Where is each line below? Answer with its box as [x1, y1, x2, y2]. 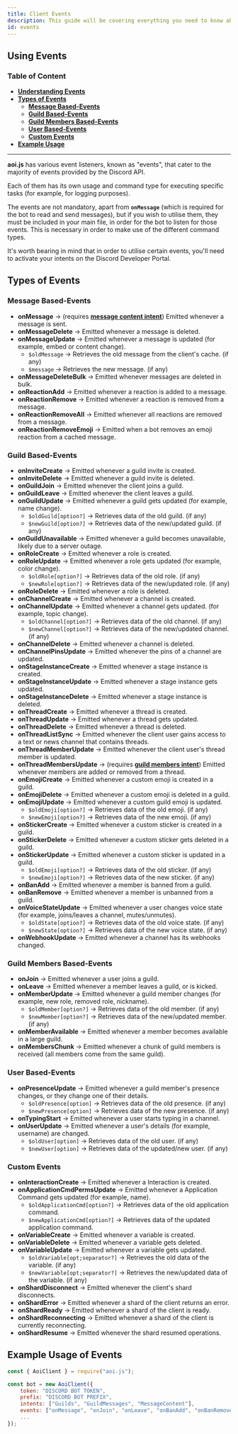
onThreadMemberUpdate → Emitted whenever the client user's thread [17, 745, 225, 754]
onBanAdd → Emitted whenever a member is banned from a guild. [17, 880, 212, 890]
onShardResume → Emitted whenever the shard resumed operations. [17, 1328, 222, 1337]
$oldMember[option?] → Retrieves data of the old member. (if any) [28, 1004, 220, 1014]
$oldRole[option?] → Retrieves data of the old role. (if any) [28, 572, 200, 581]
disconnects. [17, 1291, 56, 1299]
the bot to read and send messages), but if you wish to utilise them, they [7, 211, 218, 219]
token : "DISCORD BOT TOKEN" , [20, 1387, 106, 1394]
